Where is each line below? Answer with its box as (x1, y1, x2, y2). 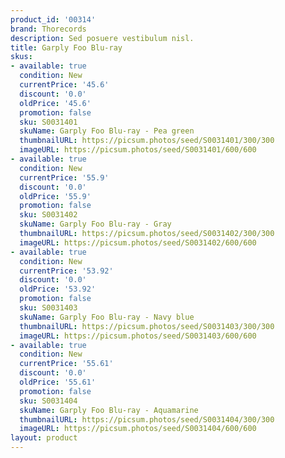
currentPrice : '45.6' (19, 80, 110, 90)
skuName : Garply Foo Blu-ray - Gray (19, 219, 172, 230)
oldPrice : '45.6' (19, 98, 92, 108)
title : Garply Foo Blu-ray (10, 42, 123, 53)
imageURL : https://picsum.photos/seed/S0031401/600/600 (19, 145, 257, 155)
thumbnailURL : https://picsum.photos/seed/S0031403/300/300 (19, 321, 275, 331)
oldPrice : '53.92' (19, 284, 97, 295)
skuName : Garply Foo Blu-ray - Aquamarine (19, 405, 199, 415)
